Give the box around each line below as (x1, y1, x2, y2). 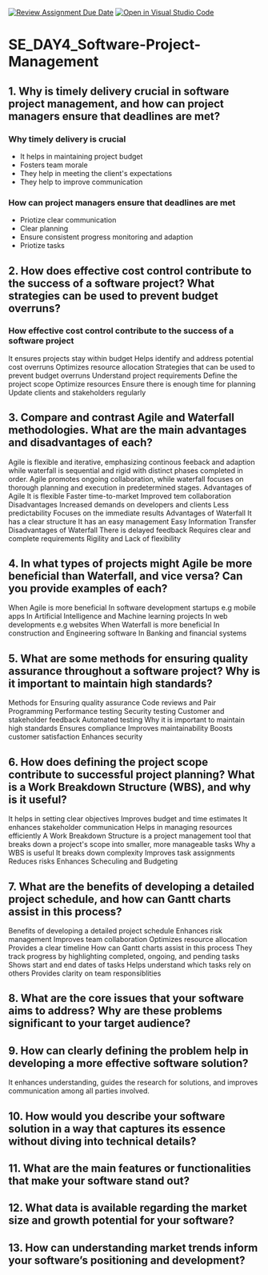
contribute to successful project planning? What (8, 768, 255, 781)
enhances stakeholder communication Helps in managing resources (8, 823, 233, 832)
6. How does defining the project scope (8, 755, 209, 768)
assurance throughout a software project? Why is (8, 664, 261, 678)
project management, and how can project (8, 97, 224, 110)
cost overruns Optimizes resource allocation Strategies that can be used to (8, 362, 255, 371)
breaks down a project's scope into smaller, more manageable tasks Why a (8, 840, 256, 849)
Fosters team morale (19, 160, 88, 170)
